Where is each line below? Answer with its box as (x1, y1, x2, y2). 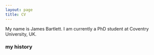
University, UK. (5, 31, 37, 37)
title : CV (5, 12, 26, 17)
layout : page (5, 7, 33, 12)
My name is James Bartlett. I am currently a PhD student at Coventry (5, 25, 149, 31)
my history (5, 43, 33, 50)
